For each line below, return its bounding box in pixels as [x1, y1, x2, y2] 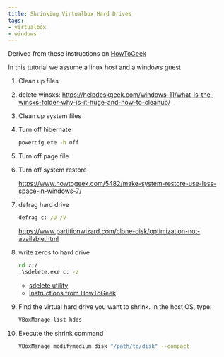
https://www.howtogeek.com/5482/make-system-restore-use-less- [18, 180, 217, 188]
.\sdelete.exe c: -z [18, 268, 79, 276]
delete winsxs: [18, 90, 61, 99]
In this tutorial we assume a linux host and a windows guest [8, 63, 182, 71]
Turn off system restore [18, 165, 88, 174]
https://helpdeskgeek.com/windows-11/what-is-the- [61, 90, 214, 99]
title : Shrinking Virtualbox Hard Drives [8, 10, 132, 18]
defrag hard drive [18, 201, 70, 209]
